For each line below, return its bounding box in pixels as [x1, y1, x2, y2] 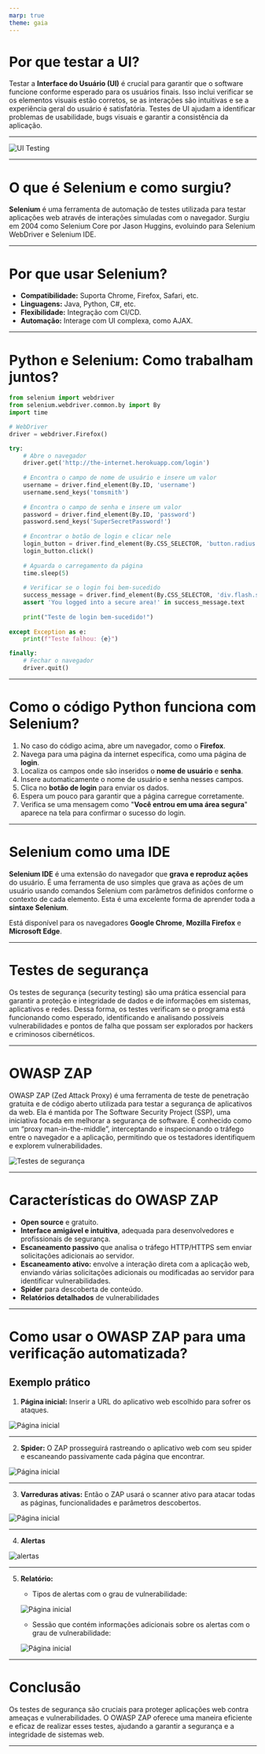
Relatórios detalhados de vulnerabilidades [20, 1292, 160, 1302]
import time [9, 409, 48, 417]
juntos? [9, 368, 59, 386]
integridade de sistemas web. [9, 1730, 105, 1739]
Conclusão [9, 1678, 81, 1696]
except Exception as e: [9, 628, 87, 636]
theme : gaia [9, 19, 48, 27]
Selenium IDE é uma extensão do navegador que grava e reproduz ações [9, 869, 248, 878]
